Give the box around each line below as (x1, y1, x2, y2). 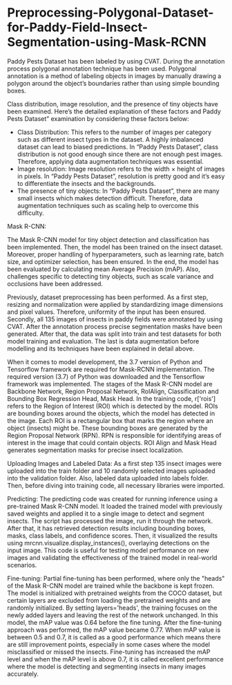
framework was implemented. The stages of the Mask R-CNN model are (7, 379, 213, 388)
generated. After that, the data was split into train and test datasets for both (7, 330, 222, 338)
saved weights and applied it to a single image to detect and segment (7, 509, 205, 518)
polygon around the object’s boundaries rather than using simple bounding (7, 79, 220, 87)
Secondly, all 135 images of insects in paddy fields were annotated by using (7, 315, 223, 323)
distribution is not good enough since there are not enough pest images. (17, 150, 223, 158)
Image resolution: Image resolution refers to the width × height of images (17, 165, 225, 173)
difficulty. (17, 209, 44, 217)
